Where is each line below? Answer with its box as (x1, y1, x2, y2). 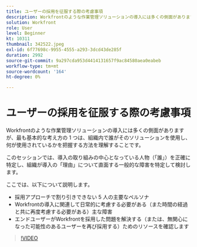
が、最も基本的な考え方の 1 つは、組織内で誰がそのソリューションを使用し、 (6, 134, 191, 141)
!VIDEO (20, 235, 38, 242)
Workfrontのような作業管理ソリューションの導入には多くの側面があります (6, 127, 185, 134)
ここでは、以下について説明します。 (6, 181, 93, 188)
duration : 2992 (6, 52, 43, 58)
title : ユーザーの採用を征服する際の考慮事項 (6, 8, 103, 15)
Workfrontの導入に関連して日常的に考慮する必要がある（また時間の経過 (14, 201, 188, 208)
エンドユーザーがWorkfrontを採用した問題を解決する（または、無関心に (14, 215, 188, 223)
